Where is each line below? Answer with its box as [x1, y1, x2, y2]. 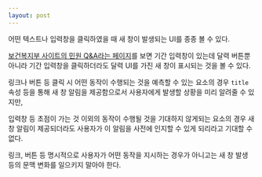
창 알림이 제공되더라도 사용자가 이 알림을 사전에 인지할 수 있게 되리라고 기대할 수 [8, 124, 253, 133]
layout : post [8, 11, 51, 20]
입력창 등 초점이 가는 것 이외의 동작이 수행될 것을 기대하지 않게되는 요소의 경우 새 [8, 113, 255, 123]
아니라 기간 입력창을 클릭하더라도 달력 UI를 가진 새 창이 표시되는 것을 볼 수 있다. [8, 61, 251, 70]
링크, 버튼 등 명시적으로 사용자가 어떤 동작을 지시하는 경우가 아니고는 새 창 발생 [8, 150, 249, 160]
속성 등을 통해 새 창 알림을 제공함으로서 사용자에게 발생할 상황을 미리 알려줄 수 [8, 87, 247, 97]
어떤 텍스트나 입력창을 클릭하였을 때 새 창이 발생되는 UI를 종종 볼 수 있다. [8, 34, 230, 43]
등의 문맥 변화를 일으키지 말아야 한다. [8, 160, 122, 169]
